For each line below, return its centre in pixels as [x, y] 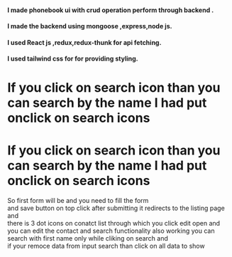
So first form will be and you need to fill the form [78, 200]
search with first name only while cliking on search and [88, 238]
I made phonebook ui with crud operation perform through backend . [111, 10]
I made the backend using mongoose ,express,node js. [90, 26]
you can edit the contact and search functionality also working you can [111, 231]
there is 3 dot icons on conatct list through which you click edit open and [114, 223]
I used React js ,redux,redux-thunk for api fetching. [84, 42]
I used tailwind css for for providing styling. [73, 59]
